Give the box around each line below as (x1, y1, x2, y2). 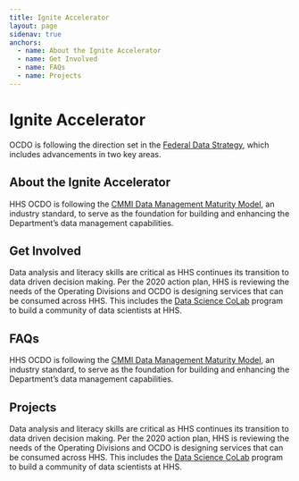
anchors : (9, 38, 42, 47)
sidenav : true (9, 30, 62, 38)
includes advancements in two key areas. (9, 148, 162, 159)
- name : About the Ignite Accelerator (17, 46, 162, 55)
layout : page (9, 21, 58, 30)
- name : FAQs (17, 63, 66, 72)
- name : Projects (17, 72, 82, 80)
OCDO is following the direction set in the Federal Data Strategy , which (9, 139, 270, 150)
